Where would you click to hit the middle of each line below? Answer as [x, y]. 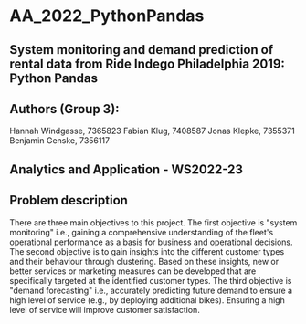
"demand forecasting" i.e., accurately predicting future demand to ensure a [151, 290]
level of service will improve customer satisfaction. [105, 309]
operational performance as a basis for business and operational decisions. [152, 242]
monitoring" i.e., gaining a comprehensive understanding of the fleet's [142, 232]
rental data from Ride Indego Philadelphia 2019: [148, 63]
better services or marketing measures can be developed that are [133, 271]
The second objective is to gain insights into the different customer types [147, 251]
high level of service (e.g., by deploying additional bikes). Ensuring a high [147, 300]
